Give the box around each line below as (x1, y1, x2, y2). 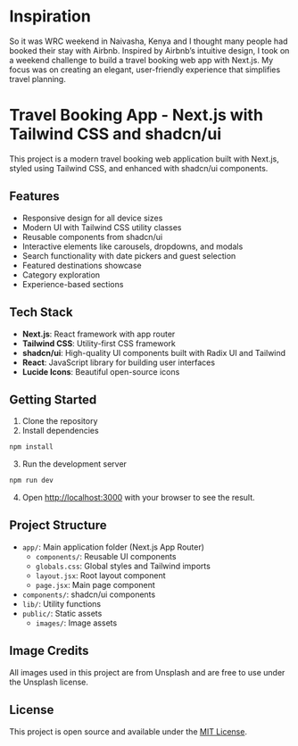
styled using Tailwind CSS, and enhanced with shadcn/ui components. (9, 162, 269, 173)
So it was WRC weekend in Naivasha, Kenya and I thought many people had (9, 36, 288, 46)
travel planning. (9, 73, 67, 84)
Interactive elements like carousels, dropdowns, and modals (21, 241, 244, 252)
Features (9, 189, 60, 204)
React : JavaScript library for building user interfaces (21, 357, 216, 368)
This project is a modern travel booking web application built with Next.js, (9, 153, 279, 164)
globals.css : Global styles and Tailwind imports (35, 560, 211, 571)
